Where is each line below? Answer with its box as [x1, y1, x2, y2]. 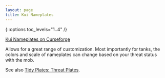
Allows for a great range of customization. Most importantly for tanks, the [5, 46, 160, 52]
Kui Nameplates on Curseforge [5, 36, 71, 42]
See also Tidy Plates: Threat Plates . [5, 67, 80, 73]
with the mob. [5, 57, 34, 63]
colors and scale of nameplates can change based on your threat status [5, 51, 157, 58]
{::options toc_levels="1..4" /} [5, 26, 68, 32]
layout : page [5, 7, 33, 13]
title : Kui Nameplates [5, 12, 54, 17]
